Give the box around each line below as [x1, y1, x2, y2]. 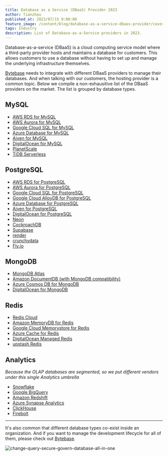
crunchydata [12, 238, 39, 244]
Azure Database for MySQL [12, 130, 69, 136]
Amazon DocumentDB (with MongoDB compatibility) [12, 276, 121, 282]
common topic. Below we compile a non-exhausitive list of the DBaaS [5, 81, 148, 87]
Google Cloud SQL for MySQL [12, 124, 74, 130]
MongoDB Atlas [12, 271, 45, 277]
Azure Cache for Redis [12, 330, 59, 336]
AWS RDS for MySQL [12, 114, 56, 120]
